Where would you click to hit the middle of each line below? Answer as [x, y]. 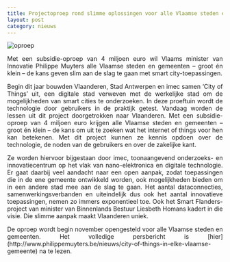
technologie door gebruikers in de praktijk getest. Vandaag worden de [115, 108]
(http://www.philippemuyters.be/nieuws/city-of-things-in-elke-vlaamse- [109, 244]
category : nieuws [32, 26]
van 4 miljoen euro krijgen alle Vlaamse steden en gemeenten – [127, 123]
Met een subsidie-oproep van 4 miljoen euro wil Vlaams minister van [115, 59]
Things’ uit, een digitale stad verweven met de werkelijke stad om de [115, 94]
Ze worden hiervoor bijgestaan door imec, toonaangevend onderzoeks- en [115, 158]
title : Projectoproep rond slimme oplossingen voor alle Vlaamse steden [113, 13]
